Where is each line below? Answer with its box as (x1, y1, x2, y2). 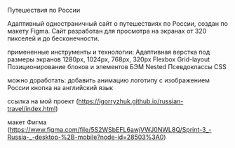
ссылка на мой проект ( (7, 97, 79, 105)
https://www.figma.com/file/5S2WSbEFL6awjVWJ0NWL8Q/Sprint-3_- (9, 126, 212, 133)
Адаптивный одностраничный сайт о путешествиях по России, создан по (7, 20, 228, 27)
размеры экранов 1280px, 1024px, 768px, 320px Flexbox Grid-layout (7, 55, 210, 64)
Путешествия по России (7, 6, 81, 14)
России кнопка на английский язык (7, 84, 114, 91)
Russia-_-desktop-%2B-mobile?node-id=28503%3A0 (7, 133, 164, 141)
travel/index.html (7, 105, 56, 112)
